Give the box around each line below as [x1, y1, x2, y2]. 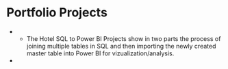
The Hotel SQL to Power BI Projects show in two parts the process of [26, 34, 221, 42]
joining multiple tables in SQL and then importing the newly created [26, 42, 216, 50]
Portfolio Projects [6, 5, 107, 20]
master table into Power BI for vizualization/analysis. [26, 49, 175, 57]
